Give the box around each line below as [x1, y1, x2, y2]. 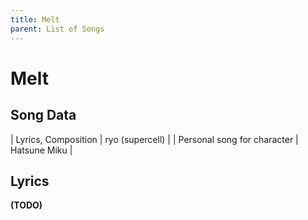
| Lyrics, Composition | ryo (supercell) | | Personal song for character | [10, 133, 299, 145]
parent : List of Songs [10, 24, 105, 34]
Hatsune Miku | [10, 144, 73, 156]
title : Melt [10, 14, 60, 25]
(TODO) [10, 199, 43, 211]
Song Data [10, 107, 77, 124]
